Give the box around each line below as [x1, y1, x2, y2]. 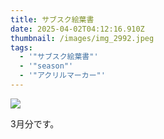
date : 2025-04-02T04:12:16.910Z [10, 24, 145, 34]
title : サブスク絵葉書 [10, 14, 95, 25]
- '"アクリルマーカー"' [19, 71, 106, 81]
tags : [10, 42, 33, 53]
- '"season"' [19, 61, 74, 71]
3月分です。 [10, 117, 60, 130]
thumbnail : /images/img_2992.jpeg [10, 33, 155, 43]
